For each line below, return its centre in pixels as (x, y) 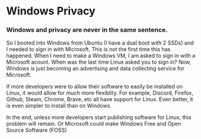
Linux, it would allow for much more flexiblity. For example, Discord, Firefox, (100, 93)
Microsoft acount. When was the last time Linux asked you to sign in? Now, (99, 62)
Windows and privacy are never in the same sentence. (87, 30)
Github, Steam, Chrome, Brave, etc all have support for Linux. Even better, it (100, 99)
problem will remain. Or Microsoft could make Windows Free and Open (94, 124)
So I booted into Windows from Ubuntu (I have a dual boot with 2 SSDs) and (100, 43)
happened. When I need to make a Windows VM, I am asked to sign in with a (101, 56)
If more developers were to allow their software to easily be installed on (94, 87)
